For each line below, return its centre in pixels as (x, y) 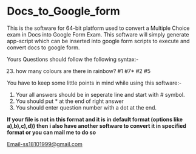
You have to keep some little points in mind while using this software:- (94, 83)
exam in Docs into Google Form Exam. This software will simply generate (98, 34)
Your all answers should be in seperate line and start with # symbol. (100, 94)
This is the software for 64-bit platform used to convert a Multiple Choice (98, 28)
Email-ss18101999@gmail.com (45, 144)
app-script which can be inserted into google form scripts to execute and (98, 41)
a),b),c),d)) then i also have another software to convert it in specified (97, 125)
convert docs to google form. (43, 47)
